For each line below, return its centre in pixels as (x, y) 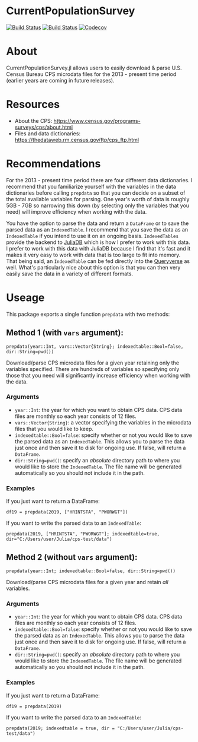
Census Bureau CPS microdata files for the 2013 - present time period (91, 74)
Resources (33, 104)
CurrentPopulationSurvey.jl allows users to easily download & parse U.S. (94, 68)
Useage (25, 297)
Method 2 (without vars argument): (72, 557)
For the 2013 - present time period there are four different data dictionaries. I (99, 180)
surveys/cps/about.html (43, 127)
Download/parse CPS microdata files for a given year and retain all (87, 582)
